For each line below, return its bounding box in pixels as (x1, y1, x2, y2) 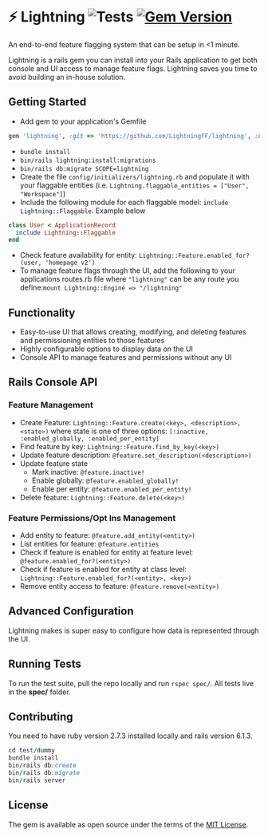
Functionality (8, 306, 76, 319)
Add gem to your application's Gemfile (19, 116, 147, 126)
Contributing (8, 710, 73, 724)
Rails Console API (8, 376, 98, 389)
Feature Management (8, 400, 93, 411)
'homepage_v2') (45, 259, 96, 267)
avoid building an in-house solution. (8, 72, 126, 81)
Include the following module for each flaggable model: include (19, 197, 229, 207)
